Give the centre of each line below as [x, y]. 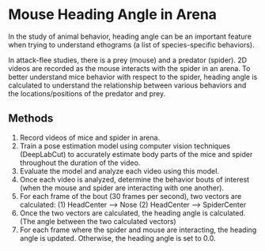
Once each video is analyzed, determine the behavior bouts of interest [134, 179]
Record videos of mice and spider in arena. [90, 137]
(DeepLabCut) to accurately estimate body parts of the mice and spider [136, 154]
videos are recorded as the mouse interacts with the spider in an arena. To [129, 68]
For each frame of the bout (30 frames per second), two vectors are [131, 196]
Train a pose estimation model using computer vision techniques [125, 146]
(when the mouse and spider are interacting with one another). [121, 188]
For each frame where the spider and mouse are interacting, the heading [138, 230]
